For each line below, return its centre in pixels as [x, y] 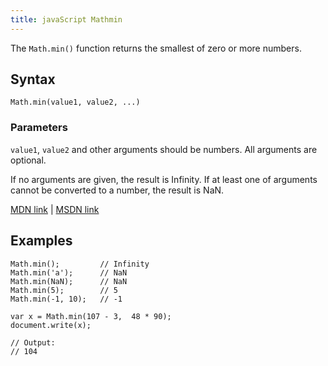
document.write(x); [51, 325]
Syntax [33, 79]
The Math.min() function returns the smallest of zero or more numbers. [156, 48]
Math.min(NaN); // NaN [69, 281]
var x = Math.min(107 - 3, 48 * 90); [91, 316]
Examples [41, 241]
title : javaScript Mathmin [66, 19]
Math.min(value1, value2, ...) [75, 102]
